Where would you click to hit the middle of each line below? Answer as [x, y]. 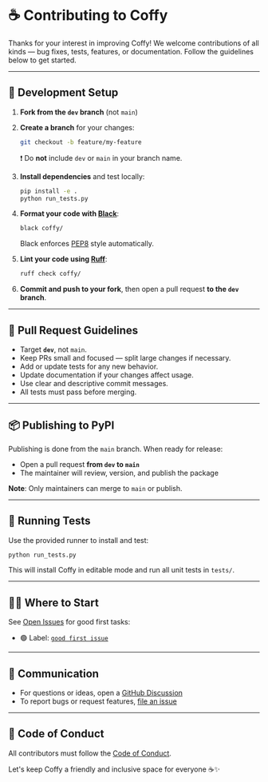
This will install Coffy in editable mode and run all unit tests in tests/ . [122, 570]
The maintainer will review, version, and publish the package [119, 473]
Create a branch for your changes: [77, 127]
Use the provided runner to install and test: [79, 540]
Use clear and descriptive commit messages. [94, 383]
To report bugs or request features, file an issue [98, 701]
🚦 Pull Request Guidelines [73, 330]
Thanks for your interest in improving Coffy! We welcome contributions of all [134, 43]
